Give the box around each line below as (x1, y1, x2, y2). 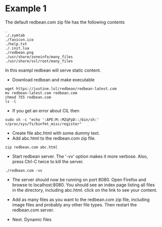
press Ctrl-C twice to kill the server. (12, 158, 84, 164)
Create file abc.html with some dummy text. (12, 130, 100, 136)
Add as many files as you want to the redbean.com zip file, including (12, 197, 150, 202)
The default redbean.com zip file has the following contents (5, 19, 125, 25)
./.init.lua (5, 46, 29, 50)
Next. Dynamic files (12, 216, 52, 222)
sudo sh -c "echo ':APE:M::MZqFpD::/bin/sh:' (5, 117, 99, 122)
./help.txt (5, 41, 27, 47)
